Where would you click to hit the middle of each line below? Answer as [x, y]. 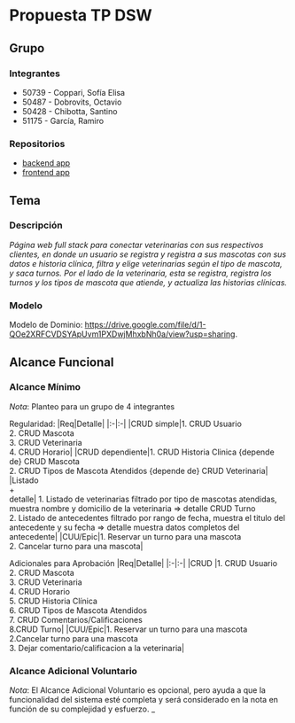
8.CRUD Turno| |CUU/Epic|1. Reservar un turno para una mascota [128, 629]
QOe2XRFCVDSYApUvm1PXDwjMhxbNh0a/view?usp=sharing [122, 334]
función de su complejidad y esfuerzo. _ [82, 709]
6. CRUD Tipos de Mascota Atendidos [78, 610]
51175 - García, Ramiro [63, 120]
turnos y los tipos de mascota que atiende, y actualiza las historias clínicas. [148, 282]
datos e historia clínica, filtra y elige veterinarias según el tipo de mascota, [146, 263]
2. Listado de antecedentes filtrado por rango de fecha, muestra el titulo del [147, 517]
